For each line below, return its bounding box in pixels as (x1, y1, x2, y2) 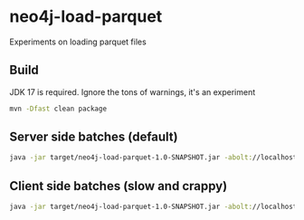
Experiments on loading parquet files (9, 36, 147, 47)
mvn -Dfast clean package (9, 104, 107, 113)
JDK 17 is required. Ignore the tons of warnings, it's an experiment (9, 86, 256, 97)
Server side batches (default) (9, 129, 178, 145)
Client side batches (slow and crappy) (9, 178, 228, 194)
